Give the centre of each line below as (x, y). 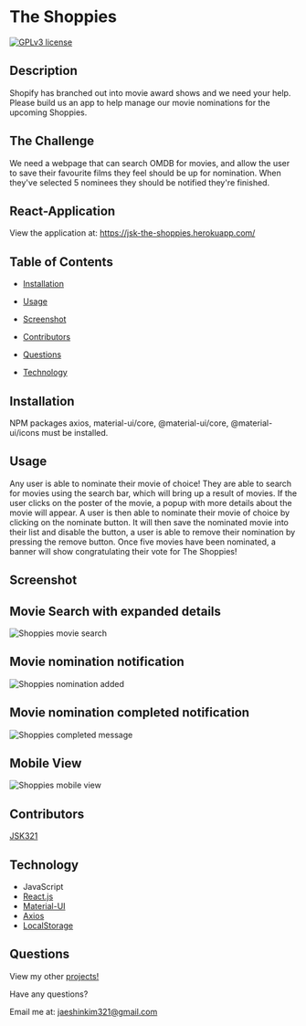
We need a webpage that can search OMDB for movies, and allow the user (150, 163)
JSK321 (24, 836)
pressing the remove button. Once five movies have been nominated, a (143, 542)
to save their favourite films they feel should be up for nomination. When (145, 173)
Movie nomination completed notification (129, 713)
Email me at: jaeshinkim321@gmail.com (84, 1011)
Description (43, 71)
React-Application (63, 211)
